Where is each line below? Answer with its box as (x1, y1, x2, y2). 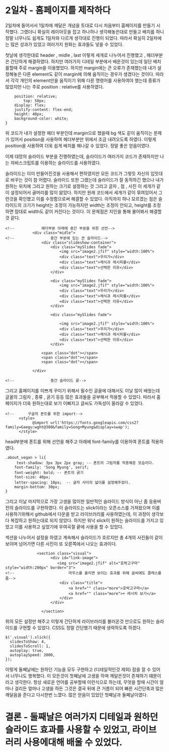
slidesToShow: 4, (10, 639, 46, 644)
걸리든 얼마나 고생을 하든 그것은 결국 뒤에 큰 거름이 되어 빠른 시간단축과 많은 (14, 685, 164, 691)
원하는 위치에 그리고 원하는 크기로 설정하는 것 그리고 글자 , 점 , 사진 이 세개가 (5, 183, 155, 189)
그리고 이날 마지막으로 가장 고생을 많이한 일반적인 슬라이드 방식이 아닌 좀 (5, 498, 148, 504)
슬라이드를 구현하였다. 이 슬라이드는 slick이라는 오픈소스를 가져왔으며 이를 (14, 504, 160, 510)
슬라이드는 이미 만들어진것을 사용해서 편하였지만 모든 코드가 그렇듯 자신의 (5, 170, 150, 176)
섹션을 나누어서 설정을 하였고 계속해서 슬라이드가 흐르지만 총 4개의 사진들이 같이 (5, 534, 163, 540)
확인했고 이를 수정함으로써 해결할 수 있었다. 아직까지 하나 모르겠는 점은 (18, 195, 157, 202)
